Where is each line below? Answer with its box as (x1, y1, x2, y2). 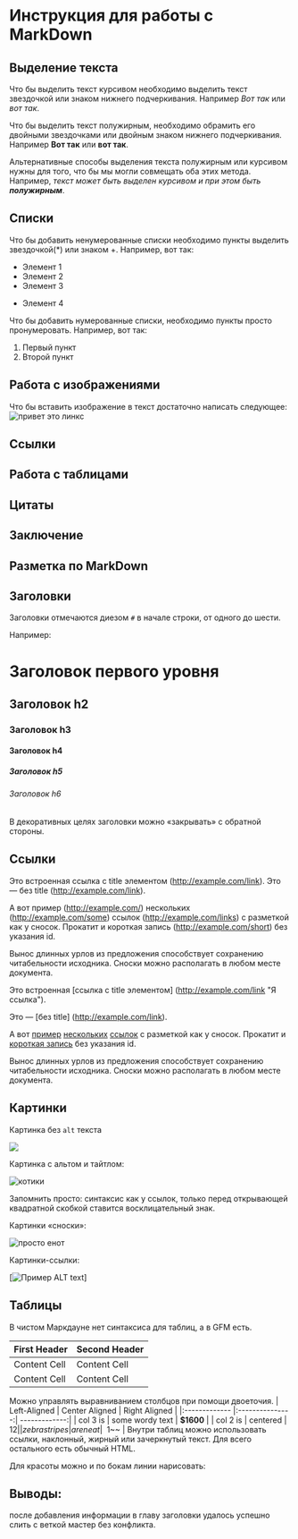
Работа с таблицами (9, 467, 129, 482)
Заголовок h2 (9, 696, 89, 711)
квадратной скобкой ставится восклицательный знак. (9, 1203, 216, 1213)
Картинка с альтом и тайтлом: (9, 1158, 125, 1169)
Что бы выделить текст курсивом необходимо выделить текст (9, 84, 248, 94)
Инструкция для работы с (9, 5, 214, 26)
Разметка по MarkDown (9, 558, 149, 574)
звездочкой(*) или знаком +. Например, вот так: (9, 243, 195, 255)
